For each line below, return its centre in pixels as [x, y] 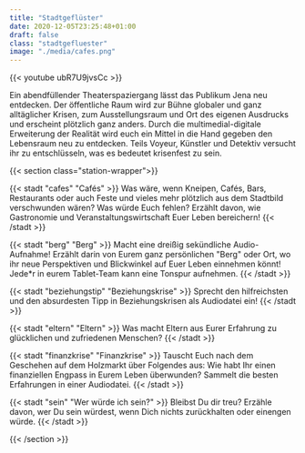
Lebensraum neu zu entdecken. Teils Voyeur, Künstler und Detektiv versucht [152, 144]
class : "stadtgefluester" [58, 43]
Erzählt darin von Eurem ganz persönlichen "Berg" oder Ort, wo [172, 255]
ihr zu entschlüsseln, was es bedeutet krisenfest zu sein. [116, 153]
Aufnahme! [30, 255]
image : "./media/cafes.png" [63, 52]
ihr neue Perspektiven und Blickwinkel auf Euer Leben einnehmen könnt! [145, 264]
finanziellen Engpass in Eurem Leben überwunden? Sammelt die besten [144, 375]
